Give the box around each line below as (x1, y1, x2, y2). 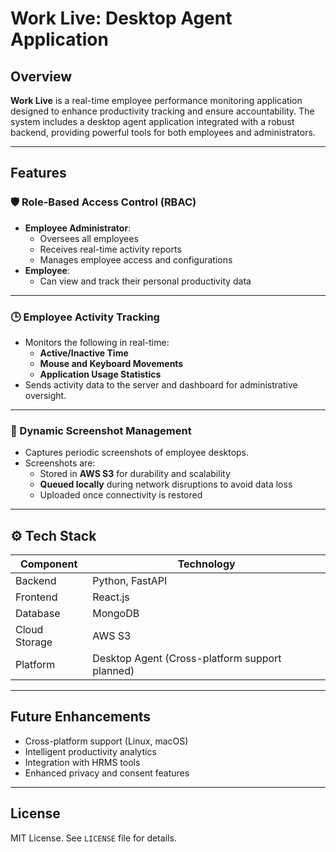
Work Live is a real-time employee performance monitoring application (10, 95, 303, 106)
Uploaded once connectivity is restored (39, 489, 203, 501)
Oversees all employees (39, 232, 139, 244)
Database (15, 607, 61, 621)
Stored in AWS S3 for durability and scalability (39, 468, 231, 480)
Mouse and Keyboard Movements (39, 357, 184, 369)
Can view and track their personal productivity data (39, 275, 252, 287)
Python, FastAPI (92, 574, 168, 588)
